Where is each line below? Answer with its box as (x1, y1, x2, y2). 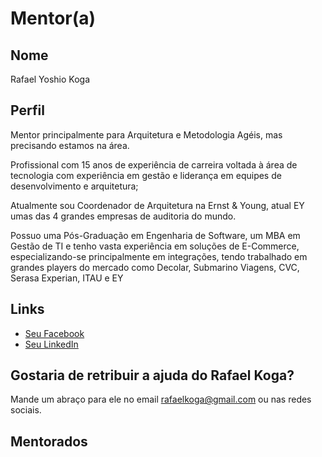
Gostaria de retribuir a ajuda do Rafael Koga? (10, 367, 295, 384)
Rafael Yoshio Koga (10, 73, 91, 85)
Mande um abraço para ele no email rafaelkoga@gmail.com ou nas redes (10, 393, 312, 406)
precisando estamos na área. (10, 139, 130, 151)
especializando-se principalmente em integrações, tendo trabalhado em (10, 250, 308, 262)
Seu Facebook (24, 327, 85, 339)
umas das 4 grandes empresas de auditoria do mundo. (10, 210, 237, 222)
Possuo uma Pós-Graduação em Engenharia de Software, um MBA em (10, 229, 301, 241)
